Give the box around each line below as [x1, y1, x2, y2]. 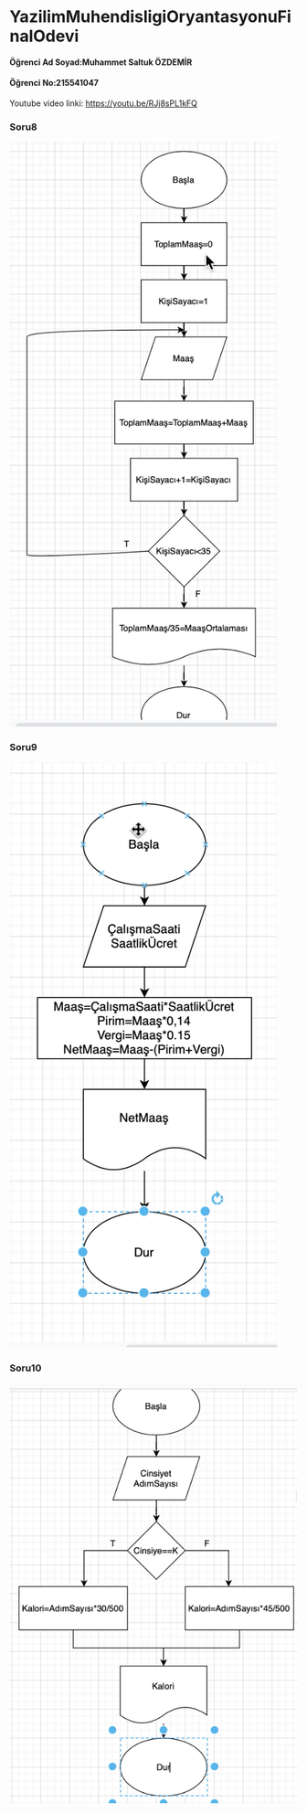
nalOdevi [9, 26, 79, 47]
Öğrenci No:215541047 [9, 78, 99, 89]
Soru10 [9, 1362, 42, 1374]
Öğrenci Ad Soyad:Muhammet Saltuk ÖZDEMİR [9, 57, 193, 68]
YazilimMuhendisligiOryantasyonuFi [9, 6, 292, 27]
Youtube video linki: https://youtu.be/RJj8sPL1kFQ [9, 98, 198, 109]
